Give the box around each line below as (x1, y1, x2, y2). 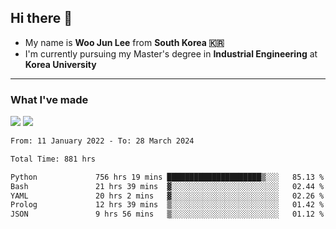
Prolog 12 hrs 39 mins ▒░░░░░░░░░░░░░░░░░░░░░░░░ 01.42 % (10, 200, 325, 210)
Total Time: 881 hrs (10, 154, 97, 164)
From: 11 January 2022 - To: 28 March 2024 (10, 136, 195, 146)
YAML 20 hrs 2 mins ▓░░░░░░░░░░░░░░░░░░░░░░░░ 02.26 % (10, 191, 325, 201)
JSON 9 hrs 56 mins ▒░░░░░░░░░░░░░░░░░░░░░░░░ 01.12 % (10, 209, 325, 220)
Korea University (24, 58, 97, 70)
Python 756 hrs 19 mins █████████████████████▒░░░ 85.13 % (10, 172, 325, 182)
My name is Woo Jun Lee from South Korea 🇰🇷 (24, 36, 225, 48)
